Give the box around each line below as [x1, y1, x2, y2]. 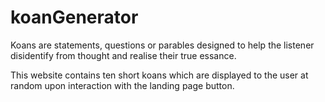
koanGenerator [10, 6, 139, 29]
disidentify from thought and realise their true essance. [10, 49, 237, 61]
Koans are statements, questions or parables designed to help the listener [10, 39, 315, 51]
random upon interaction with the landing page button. [10, 79, 235, 91]
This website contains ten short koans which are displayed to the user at [10, 69, 309, 81]
